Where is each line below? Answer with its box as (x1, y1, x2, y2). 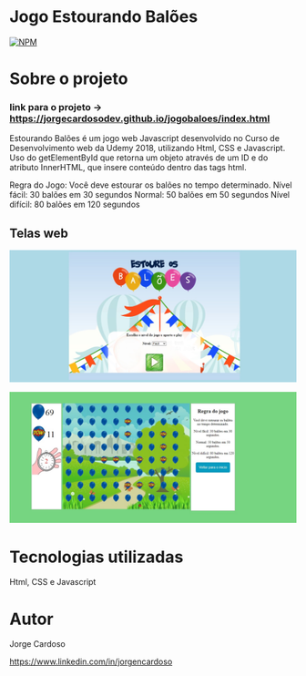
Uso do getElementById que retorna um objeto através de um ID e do (9, 152, 269, 163)
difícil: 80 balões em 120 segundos (9, 199, 140, 210)
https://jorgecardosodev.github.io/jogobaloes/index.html (9, 112, 270, 125)
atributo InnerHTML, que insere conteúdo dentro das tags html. (9, 162, 248, 173)
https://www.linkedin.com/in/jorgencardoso (9, 656, 173, 667)
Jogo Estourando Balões (9, 6, 199, 27)
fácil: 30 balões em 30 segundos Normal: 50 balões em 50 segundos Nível (9, 189, 290, 200)
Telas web (9, 225, 68, 241)
